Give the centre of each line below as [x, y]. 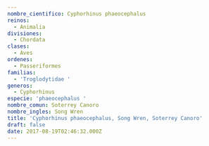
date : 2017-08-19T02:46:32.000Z [55, 131]
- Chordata [30, 40]
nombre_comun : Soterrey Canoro [53, 105]
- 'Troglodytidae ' [42, 79]
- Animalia [30, 27]
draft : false [26, 125]
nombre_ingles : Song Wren [45, 112]
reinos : [19, 20]
